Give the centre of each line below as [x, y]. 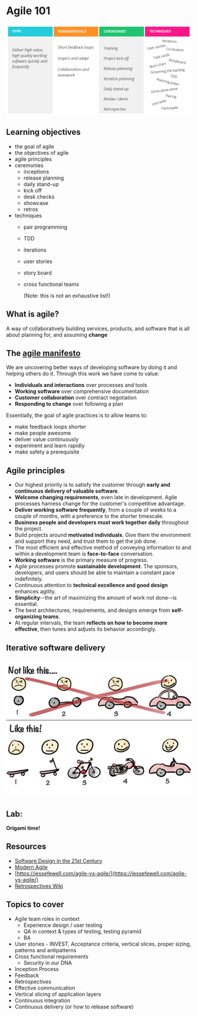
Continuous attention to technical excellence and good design [91, 585]
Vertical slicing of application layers [58, 994]
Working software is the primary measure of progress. [81, 560]
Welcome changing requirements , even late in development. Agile [96, 497]
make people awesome [43, 433]
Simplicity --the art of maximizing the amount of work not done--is [95, 598]
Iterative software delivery [56, 648]
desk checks [39, 197]
